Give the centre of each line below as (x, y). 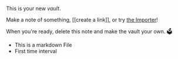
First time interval (36, 51)
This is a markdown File (43, 45)
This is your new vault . (33, 8)
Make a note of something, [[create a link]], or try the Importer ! (82, 20)
